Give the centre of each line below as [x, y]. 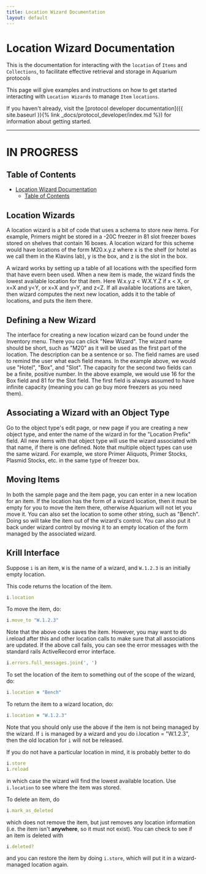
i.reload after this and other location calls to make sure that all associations [101, 639]
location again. [50, 865]
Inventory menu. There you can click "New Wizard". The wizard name [94, 341]
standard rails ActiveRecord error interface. [61, 652]
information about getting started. [49, 122]
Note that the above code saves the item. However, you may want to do [97, 632]
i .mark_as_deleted [30, 810]
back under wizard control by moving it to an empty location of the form [97, 527]
